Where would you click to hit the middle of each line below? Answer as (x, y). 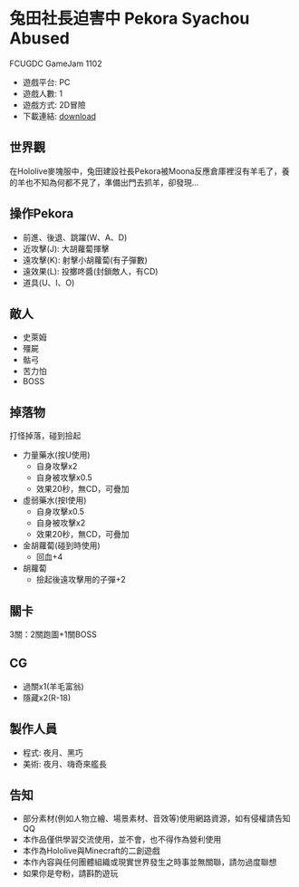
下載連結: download (59, 116)
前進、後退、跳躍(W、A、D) (75, 237)
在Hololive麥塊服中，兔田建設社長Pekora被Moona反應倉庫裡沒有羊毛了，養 (149, 171)
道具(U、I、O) (48, 283)
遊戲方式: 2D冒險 (54, 104)
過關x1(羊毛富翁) (53, 686)
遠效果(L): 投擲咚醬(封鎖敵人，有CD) (90, 271)
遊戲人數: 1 (43, 93)
